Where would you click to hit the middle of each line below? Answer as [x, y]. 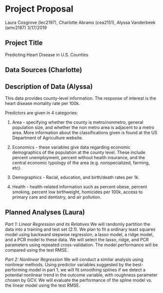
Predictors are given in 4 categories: [42, 112]
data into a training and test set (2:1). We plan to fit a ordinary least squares [80, 229]
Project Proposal [39, 9]
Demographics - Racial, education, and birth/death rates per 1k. [76, 177]
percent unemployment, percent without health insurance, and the [78, 157]
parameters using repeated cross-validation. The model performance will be [81, 245]
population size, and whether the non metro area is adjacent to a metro [83, 127]
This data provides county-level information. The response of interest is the [81, 98]
